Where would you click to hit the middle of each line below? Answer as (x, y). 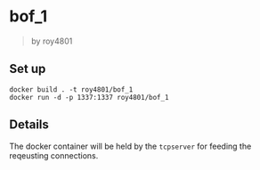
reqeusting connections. (54, 155)
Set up (28, 69)
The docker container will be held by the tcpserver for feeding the (130, 146)
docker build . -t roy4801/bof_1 (71, 89)
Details (29, 125)
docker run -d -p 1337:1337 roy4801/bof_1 (89, 97)
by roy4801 (52, 41)
